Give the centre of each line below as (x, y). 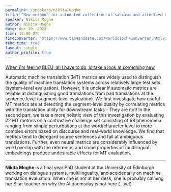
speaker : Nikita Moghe (29, 19)
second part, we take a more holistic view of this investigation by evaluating (85, 115)
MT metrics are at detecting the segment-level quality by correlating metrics (85, 104)
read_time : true (22, 43)
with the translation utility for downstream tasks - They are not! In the (78, 109)
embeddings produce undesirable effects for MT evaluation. (68, 153)
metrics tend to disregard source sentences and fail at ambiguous (74, 136)
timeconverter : (21, 39)
